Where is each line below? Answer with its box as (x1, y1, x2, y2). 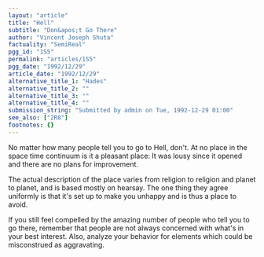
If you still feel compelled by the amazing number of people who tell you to (8, 215, 250, 224)
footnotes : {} (8, 121, 55, 129)
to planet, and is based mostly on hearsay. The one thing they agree (8, 182, 229, 193)
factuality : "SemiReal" (8, 41, 86, 49)
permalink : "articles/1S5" (8, 56, 97, 64)
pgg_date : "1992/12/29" (8, 63, 86, 71)
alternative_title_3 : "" (8, 92, 90, 100)
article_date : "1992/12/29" (8, 70, 101, 78)
